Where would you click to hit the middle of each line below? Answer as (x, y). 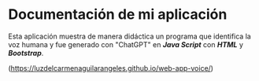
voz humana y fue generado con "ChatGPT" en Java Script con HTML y (126, 44)
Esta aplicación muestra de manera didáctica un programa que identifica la (130, 36)
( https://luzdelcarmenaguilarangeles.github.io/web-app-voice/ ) (111, 68)
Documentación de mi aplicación (118, 15)
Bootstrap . (26, 53)
